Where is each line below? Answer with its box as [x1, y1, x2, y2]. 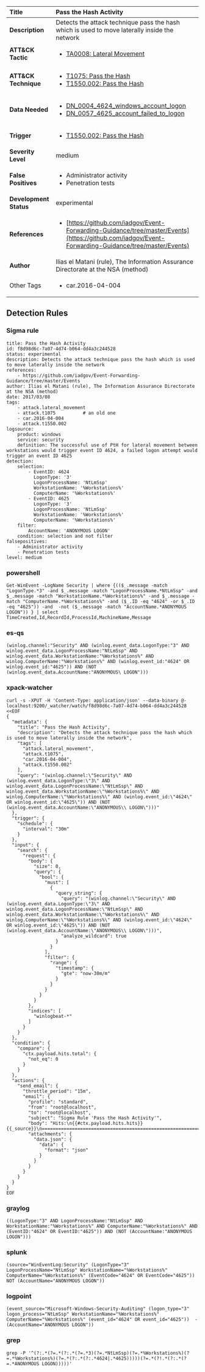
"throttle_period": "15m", [22, 1088, 92, 1094]
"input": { [12, 842, 40, 848]
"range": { [49, 960, 78, 966]
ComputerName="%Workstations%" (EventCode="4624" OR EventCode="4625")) [6, 1272, 195, 1279]
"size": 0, [33, 863, 62, 869]
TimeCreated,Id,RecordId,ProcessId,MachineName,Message [6, 614, 151, 620]
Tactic [9, 53, 28, 62]
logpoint [6, 1292, 32, 1300]
